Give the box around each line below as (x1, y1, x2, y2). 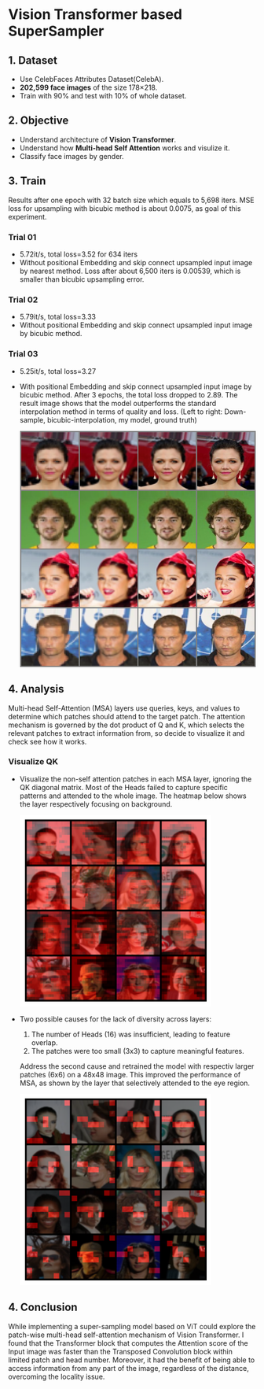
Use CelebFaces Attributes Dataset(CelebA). (19, 75, 164, 83)
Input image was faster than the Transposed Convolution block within (8, 1347, 233, 1356)
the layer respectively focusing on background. (19, 799, 173, 808)
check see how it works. (8, 737, 87, 746)
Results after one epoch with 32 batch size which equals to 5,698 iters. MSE (8, 195, 255, 205)
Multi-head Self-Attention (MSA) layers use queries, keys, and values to (8, 703, 240, 713)
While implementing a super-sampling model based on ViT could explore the (8, 1321, 256, 1331)
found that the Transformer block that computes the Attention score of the (8, 1338, 249, 1347)
